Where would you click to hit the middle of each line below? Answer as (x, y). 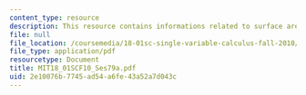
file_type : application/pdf (63, 52)
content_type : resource (55, 18)
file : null (30, 34)
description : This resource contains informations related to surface (146, 26)
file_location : (38, 43)
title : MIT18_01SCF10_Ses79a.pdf (73, 69)
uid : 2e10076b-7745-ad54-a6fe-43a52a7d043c (93, 77)
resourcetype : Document (55, 60)
